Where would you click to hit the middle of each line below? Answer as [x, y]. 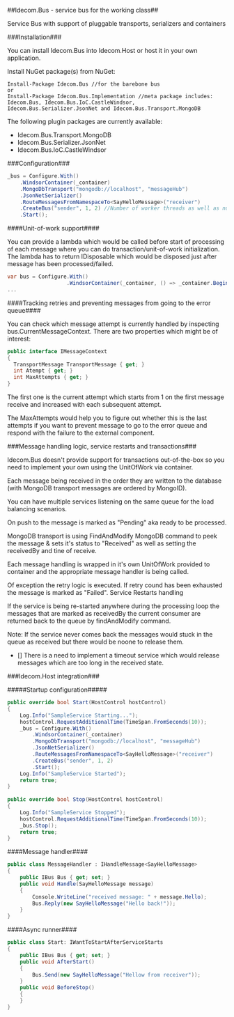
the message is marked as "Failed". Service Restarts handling [95, 592]
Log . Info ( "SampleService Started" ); [73, 774]
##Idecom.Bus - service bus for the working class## [83, 10]
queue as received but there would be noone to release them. [96, 642]
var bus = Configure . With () [48, 277]
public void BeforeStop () [57, 988]
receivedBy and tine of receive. [52, 551]
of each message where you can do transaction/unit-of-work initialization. [114, 249]
